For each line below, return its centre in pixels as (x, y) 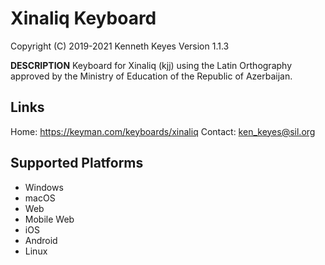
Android (41, 240)
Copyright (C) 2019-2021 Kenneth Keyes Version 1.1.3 (120, 46)
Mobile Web (49, 219)
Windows (44, 187)
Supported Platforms (77, 163)
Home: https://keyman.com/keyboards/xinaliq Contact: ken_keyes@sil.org (163, 131)
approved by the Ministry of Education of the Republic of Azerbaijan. (151, 76)
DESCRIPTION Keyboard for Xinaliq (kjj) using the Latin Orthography (151, 65)
